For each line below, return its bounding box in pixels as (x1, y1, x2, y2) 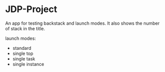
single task (12, 55, 35, 61)
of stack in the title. (5, 25, 45, 31)
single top (12, 50, 34, 56)
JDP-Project (5, 4, 58, 15)
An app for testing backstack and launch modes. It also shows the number (5, 20, 160, 26)
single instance (12, 61, 44, 67)
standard (12, 45, 32, 51)
